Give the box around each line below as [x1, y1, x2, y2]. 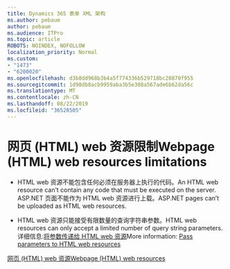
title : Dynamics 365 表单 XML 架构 [7, 10, 106, 17]
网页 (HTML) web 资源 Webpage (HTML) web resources [7, 254, 166, 262]
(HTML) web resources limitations [7, 154, 207, 170]
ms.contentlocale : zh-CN [7, 94, 79, 101]
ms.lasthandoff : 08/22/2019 [7, 101, 89, 107]
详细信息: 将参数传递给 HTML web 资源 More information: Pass [17, 232, 193, 240]
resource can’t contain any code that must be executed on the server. [17, 185, 217, 194]
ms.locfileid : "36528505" [7, 107, 82, 114]
